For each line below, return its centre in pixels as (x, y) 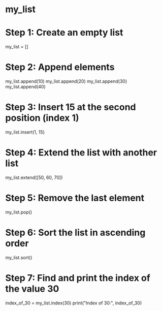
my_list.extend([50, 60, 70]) (34, 177)
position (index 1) (42, 118)
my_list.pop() (19, 212)
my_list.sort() (19, 257)
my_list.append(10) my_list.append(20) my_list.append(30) (66, 81)
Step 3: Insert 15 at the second (71, 107)
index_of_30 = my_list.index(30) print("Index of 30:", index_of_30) (74, 303)
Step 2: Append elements (60, 67)
